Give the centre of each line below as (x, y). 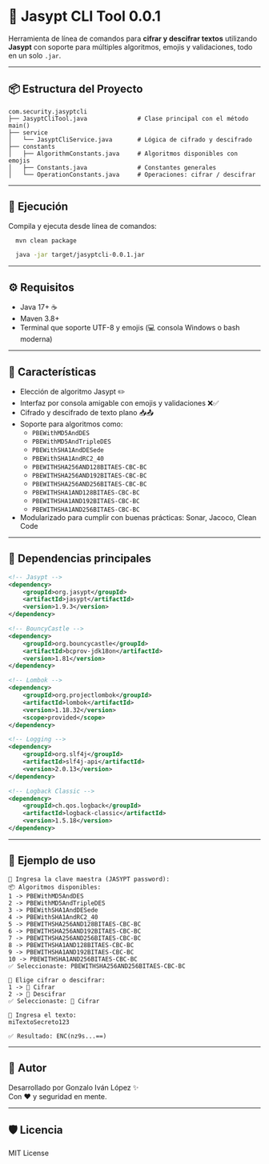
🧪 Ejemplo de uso (52, 860)
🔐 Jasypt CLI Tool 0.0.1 (85, 16)
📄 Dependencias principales (80, 559)
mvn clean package (46, 240)
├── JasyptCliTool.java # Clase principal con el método (128, 118)
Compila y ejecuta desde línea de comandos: (83, 226)
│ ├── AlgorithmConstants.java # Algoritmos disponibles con (123, 154)
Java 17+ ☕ (38, 307)
